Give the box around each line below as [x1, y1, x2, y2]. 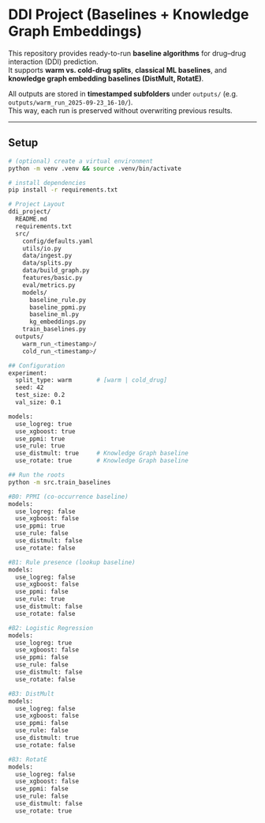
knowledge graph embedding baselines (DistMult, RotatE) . [8, 74, 204, 83]
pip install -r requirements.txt [8, 186, 118, 194]
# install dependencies [8, 179, 87, 187]
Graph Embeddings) [8, 22, 143, 40]
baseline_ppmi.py [28, 303, 87, 311]
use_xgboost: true [15, 427, 77, 436]
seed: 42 [15, 383, 44, 392]
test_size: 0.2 [15, 391, 65, 399]
